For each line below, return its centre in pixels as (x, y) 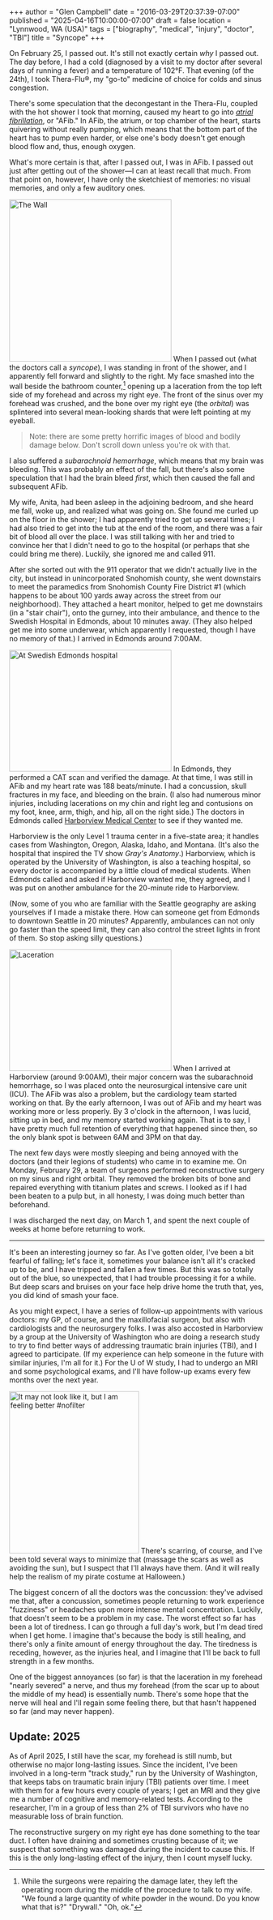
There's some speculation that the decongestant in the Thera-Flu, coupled (134, 103)
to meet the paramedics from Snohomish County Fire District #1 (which (128, 586)
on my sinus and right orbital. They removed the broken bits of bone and (130, 1178)
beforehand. (30, 1204)
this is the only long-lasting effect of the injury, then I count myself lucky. (131, 1858)
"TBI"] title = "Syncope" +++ (57, 37)
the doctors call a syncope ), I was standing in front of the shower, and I (128, 367)
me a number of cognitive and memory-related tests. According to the (126, 1799)
